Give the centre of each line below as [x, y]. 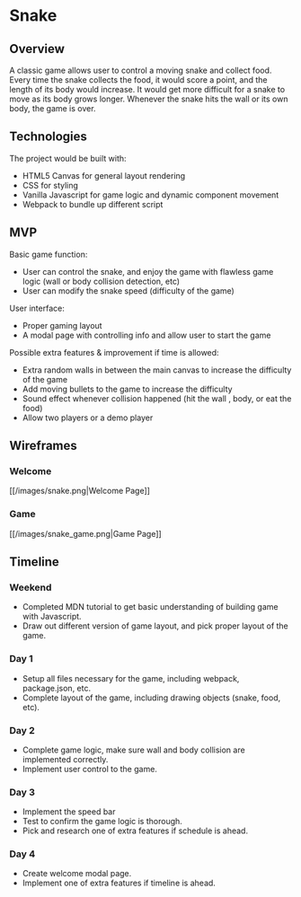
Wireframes [44, 446]
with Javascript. [52, 617]
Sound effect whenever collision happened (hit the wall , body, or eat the [157, 398]
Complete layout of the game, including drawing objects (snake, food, [151, 698]
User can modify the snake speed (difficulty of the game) [128, 290]
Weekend [31, 587]
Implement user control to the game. [89, 769]
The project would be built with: [68, 158]
